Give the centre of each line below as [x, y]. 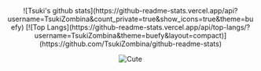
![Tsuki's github [48, 11]
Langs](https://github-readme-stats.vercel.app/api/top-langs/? [149, 27]
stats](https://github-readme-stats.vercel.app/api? [156, 11]
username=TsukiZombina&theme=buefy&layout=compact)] [130, 35]
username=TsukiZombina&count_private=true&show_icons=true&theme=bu [130, 19]
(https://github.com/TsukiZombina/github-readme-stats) [130, 44]
